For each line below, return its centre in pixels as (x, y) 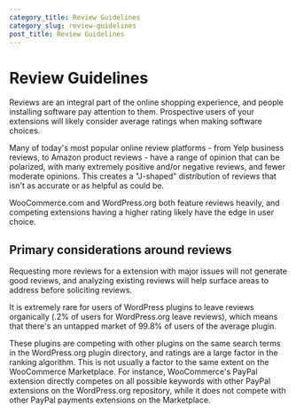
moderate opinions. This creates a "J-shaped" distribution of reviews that (143, 176)
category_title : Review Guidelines (75, 17)
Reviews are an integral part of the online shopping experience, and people (146, 102)
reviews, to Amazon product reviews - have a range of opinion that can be (145, 157)
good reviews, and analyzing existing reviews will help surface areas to (139, 281)
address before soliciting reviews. (71, 291)
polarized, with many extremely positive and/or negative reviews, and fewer (148, 167)
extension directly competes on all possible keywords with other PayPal (140, 381)
